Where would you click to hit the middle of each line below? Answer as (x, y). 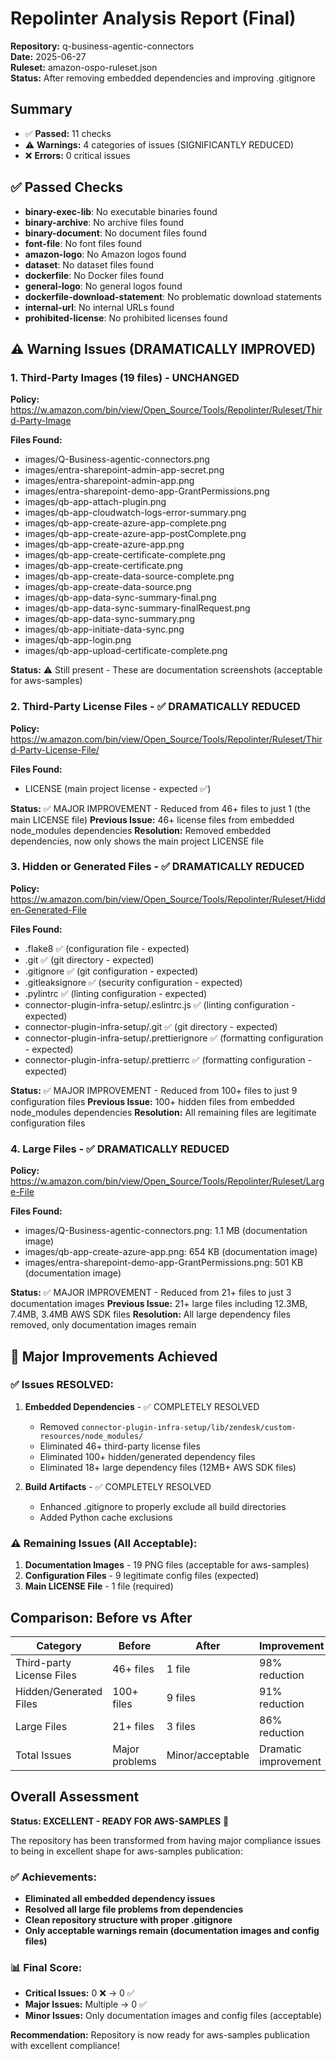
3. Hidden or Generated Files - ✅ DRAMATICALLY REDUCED (157, 867)
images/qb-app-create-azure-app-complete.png (125, 523)
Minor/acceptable (208, 1755)
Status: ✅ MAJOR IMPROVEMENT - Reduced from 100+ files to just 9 (154, 1090)
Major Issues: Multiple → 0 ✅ (85, 2004)
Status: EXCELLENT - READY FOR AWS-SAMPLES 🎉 (120, 1821)
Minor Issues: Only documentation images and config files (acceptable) (173, 2016)
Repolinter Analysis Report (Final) (153, 18)
